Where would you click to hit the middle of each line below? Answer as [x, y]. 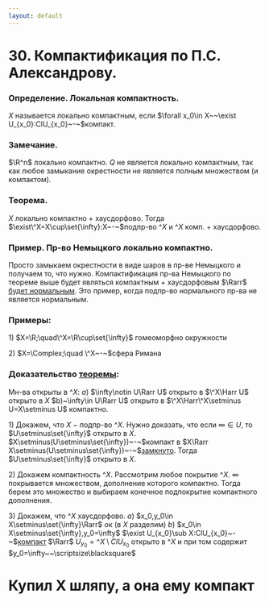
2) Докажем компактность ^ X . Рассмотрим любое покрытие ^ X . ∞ [124, 474]
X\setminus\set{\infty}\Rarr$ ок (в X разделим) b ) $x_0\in [105, 524]
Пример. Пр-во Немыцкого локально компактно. [111, 247]
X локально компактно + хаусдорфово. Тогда [87, 218]
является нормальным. [48, 299]
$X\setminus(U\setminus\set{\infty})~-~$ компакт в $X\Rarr [108, 442]
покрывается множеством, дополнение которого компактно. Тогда [125, 483]
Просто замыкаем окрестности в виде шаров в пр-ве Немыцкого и [125, 265]
